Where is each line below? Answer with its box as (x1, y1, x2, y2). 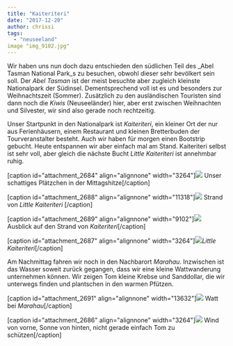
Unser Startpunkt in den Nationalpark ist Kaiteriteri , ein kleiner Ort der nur (7, 120, 218, 128)
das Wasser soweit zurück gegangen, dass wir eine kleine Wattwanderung (7, 265, 221, 273)
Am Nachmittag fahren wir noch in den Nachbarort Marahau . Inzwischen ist (7, 257, 225, 266)
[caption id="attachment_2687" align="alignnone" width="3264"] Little (7, 236, 216, 245)
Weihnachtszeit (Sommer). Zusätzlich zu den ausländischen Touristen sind (7, 91, 221, 100)
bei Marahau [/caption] (7, 301, 72, 310)
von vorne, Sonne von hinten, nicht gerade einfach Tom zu (7, 324, 175, 331)
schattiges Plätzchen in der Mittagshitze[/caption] (7, 179, 151, 187)
